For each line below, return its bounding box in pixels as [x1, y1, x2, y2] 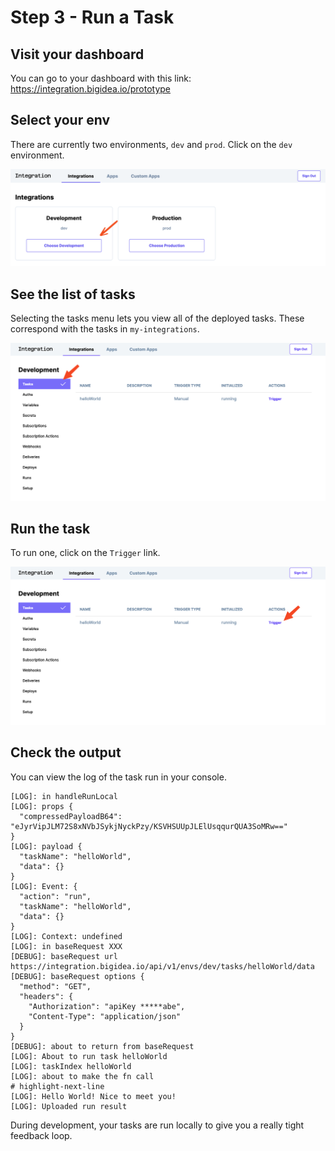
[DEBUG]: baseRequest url [10, 951, 118, 961]
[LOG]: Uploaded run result [10, 1101, 128, 1111]
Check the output [10, 744, 122, 761]
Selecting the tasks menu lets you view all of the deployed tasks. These [10, 312, 305, 325]
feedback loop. [10, 1129, 73, 1141]
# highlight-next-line [10, 1081, 105, 1091]
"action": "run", [19, 891, 92, 901]
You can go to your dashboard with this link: [10, 72, 192, 84]
